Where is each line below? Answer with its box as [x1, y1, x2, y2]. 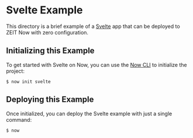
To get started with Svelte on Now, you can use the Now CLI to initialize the [6, 61, 187, 68]
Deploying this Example [6, 94, 94, 105]
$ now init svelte [6, 79, 51, 84]
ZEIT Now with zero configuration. [6, 29, 89, 36]
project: [6, 68, 25, 75]
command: [6, 116, 32, 123]
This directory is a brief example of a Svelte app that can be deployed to [6, 23, 180, 30]
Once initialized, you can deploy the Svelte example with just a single [6, 110, 173, 117]
